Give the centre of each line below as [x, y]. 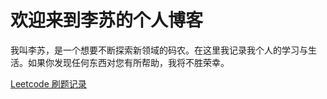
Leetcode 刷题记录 [48, 83]
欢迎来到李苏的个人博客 [107, 20]
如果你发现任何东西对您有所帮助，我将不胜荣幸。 [128, 62]
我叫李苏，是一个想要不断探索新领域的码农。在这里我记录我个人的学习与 [159, 50]
